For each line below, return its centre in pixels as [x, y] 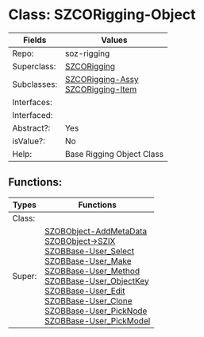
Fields [35, 40]
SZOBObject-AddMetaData [96, 231]
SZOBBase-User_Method [92, 271]
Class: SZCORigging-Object [102, 15]
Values [115, 40]
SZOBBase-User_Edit [85, 291]
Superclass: [34, 66]
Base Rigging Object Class [114, 154]
